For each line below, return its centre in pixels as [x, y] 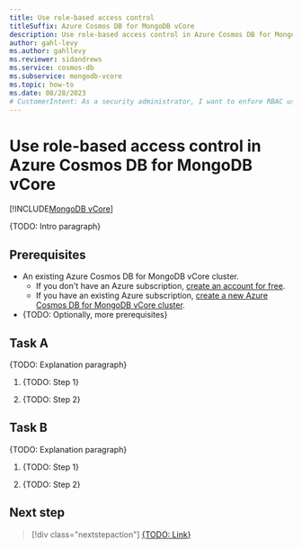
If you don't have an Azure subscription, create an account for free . [160, 286]
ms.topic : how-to [42, 85]
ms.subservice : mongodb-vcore [66, 76]
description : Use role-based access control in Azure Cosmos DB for [140, 34]
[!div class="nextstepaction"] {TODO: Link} [111, 534]
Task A [29, 343]
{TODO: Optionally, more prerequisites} [95, 315]
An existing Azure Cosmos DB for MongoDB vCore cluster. [131, 276]
